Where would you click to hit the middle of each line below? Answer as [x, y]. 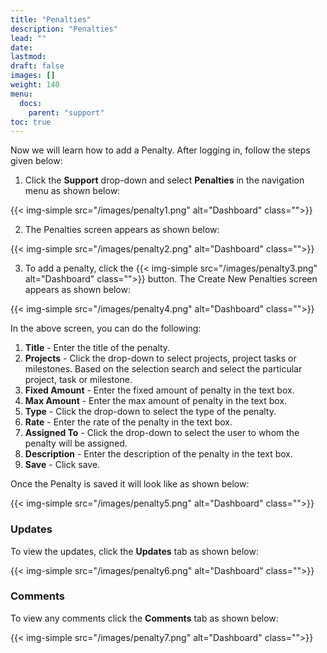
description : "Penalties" [64, 29]
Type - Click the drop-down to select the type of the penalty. [150, 412]
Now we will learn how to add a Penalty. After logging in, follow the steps [160, 150]
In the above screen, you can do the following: [106, 328]
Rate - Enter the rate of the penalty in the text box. [128, 422]
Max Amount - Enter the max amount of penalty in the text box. [156, 401]
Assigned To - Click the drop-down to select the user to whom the [162, 433]
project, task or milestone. [78, 380]
